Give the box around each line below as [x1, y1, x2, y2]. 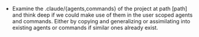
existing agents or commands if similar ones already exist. [12, 24, 159, 31]
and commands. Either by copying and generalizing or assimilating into [12, 18, 190, 24]
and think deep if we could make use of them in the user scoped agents [12, 11, 193, 18]
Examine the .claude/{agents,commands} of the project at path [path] [12, 5, 187, 12]
